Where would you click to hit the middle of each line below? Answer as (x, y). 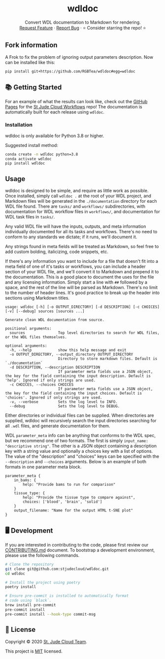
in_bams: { (25, 480)
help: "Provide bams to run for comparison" (69, 485)
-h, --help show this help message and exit (68, 350)
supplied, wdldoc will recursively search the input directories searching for (81, 421)
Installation (19, 125)
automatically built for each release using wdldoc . (55, 112)
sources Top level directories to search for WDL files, (85, 333)
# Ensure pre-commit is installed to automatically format (67, 596)
